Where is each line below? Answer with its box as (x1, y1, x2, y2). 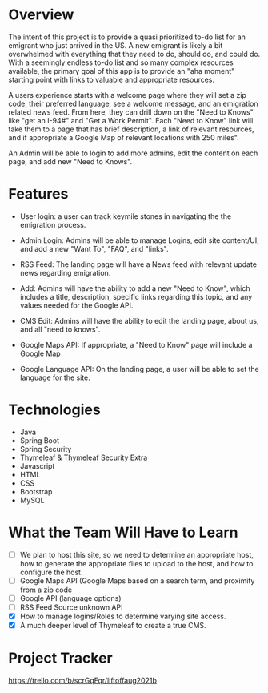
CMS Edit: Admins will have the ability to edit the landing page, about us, (19, 316, 259, 325)
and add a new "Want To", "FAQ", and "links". (19, 244, 169, 253)
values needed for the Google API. (19, 300, 134, 310)
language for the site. (19, 373, 90, 382)
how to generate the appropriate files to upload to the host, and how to (19, 558, 254, 568)
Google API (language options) (19, 593, 122, 602)
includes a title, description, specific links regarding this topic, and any (19, 292, 253, 301)
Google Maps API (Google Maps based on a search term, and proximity (19, 575, 255, 586)
